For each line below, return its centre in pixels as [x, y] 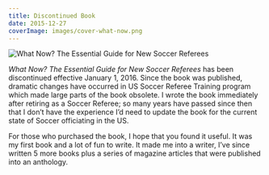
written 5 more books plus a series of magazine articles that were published [134, 153]
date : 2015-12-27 [38, 23]
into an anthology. [38, 162]
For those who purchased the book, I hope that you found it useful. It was [130, 136]
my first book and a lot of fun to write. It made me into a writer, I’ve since [129, 145]
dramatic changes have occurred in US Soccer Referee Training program [130, 86]
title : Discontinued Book [52, 16]
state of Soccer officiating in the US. [69, 121]
